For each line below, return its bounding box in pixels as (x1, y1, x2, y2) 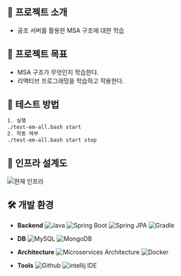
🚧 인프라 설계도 (7, 157, 67, 169)
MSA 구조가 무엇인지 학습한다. (17, 68, 99, 76)
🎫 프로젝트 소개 (7, 6, 67, 19)
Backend (17, 221, 43, 229)
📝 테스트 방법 (7, 99, 60, 110)
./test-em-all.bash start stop (7, 137, 97, 144)
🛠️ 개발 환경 (7, 199, 54, 211)
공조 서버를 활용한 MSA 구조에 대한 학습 (17, 26, 125, 34)
